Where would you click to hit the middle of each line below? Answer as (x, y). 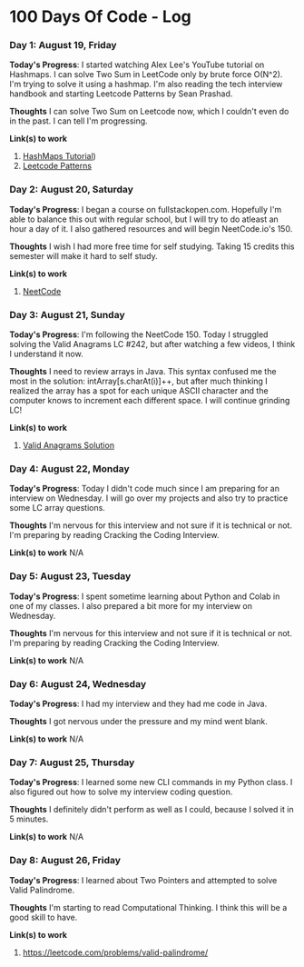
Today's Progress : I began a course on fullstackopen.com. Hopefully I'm (146, 209)
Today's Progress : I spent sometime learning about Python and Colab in (145, 596)
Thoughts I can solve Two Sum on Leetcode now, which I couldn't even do (149, 112)
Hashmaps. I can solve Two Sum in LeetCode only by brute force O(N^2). (146, 75)
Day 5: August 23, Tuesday (70, 576)
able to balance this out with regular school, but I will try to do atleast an (144, 219)
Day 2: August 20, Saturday (72, 190)
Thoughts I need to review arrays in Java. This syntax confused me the (143, 372)
